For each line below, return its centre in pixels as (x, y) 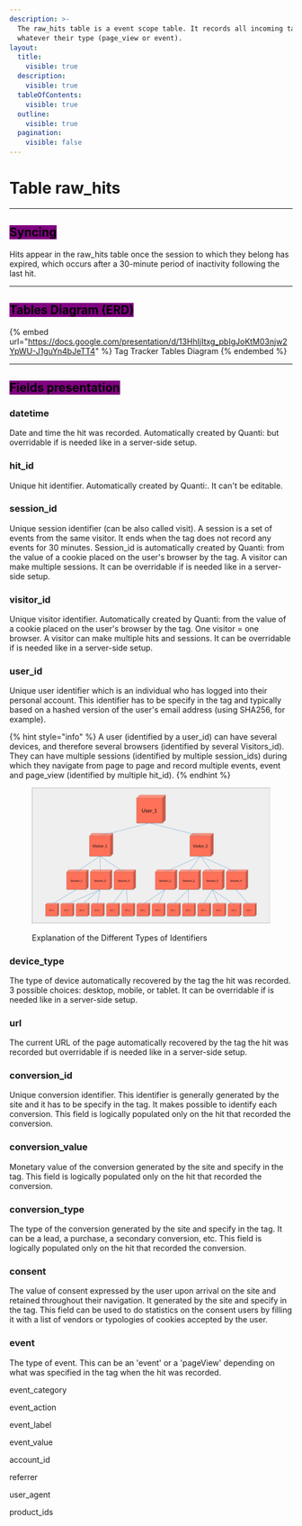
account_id (30, 1459)
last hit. (23, 273)
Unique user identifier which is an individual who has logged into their (138, 691)
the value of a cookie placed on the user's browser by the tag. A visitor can (148, 557)
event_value (31, 1442)
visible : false (54, 143)
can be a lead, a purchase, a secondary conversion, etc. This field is (136, 1239)
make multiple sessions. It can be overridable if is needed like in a (131, 567)
